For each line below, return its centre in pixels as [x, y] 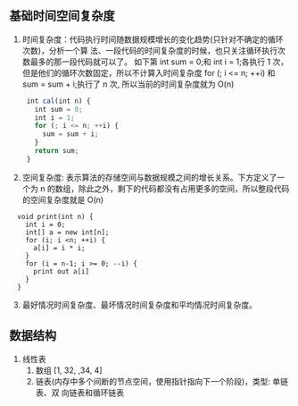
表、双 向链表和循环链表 [80, 393]
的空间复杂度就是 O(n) [63, 199]
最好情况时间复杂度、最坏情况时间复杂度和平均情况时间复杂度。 [139, 304]
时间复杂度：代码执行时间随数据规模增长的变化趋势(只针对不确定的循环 [153, 39]
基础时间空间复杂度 [62, 16]
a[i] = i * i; [59, 248]
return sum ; [57, 151]
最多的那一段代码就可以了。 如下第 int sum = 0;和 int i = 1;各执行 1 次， [159, 62]
